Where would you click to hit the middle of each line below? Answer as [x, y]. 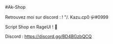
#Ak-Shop [15, 7]
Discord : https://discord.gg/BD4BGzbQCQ [48, 36]
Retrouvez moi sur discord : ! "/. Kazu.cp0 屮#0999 [57, 17]
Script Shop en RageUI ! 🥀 [31, 27]
